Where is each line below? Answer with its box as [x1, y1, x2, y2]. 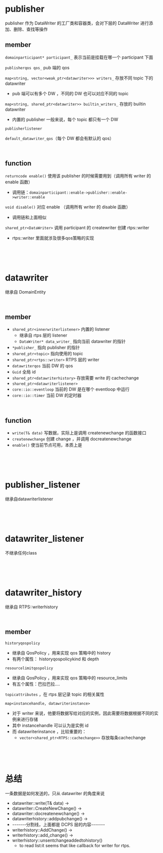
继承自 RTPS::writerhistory [5, 604, 58, 610]
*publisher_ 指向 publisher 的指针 [12, 345, 80, 351]
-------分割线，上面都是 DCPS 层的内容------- [12, 821, 106, 827]
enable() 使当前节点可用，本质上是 [12, 442, 83, 448]
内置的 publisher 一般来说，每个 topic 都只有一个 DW [12, 116, 118, 122]
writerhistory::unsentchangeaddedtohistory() [12, 837, 103, 843]
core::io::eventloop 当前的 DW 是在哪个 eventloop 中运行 [12, 386, 130, 392]
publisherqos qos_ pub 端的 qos [5, 64, 70, 70]
